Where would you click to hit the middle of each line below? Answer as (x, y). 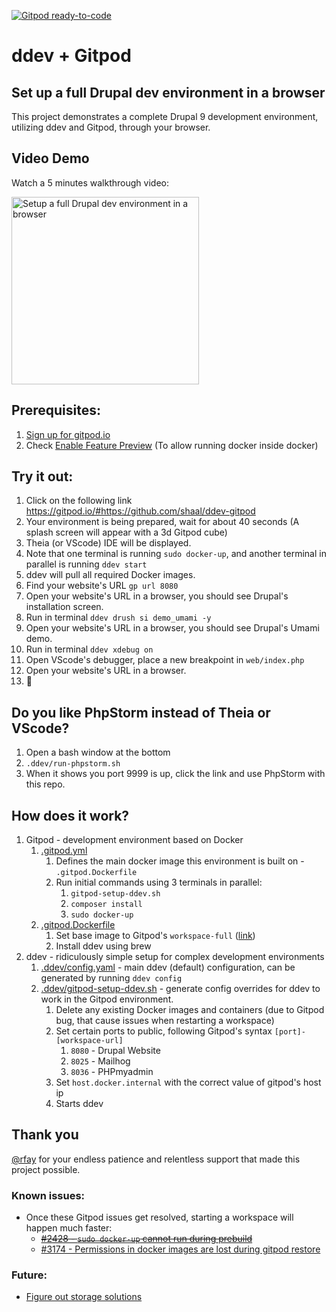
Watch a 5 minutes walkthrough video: (90, 182)
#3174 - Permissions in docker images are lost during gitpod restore (180, 1249)
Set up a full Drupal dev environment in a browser (168, 92)
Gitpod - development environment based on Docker (134, 840)
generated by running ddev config (111, 978)
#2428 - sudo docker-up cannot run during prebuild (146, 1239)
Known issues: (48, 1195)
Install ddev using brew (103, 946)
